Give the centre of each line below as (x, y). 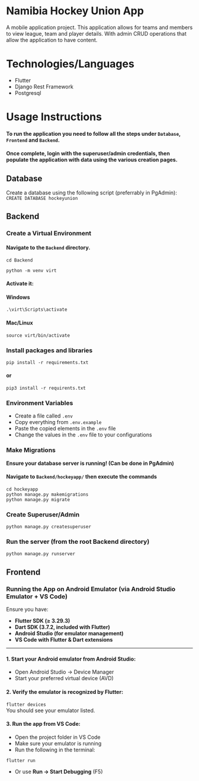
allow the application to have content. (52, 40)
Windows (18, 297)
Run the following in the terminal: (55, 750)
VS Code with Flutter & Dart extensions (64, 640)
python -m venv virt (32, 270)
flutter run (21, 760)
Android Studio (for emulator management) (69, 633)
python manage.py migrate (38, 499)
